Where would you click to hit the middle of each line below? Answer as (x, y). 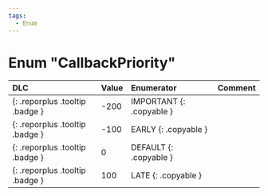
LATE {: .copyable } (166, 175)
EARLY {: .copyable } (169, 130)
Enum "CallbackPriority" (92, 63)
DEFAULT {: (152, 147)
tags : (17, 16)
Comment (236, 88)
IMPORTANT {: (158, 102)
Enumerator (154, 88)
